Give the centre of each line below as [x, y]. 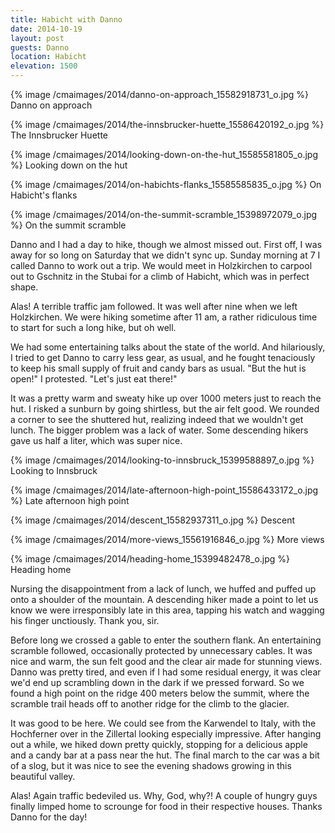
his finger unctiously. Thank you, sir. [85, 620]
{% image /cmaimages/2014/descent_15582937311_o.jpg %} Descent [153, 520]
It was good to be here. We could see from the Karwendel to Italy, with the [163, 723]
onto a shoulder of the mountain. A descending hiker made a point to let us [164, 599]
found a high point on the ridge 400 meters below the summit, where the [160, 693]
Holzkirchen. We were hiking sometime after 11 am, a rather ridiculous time [164, 317]
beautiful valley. [43, 776]
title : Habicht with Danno [66, 19]
